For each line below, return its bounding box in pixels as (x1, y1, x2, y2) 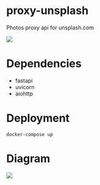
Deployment (6, 111, 70, 125)
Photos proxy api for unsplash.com (6, 24, 95, 31)
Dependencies (6, 57, 82, 71)
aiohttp (15, 90, 34, 97)
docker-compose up (6, 131, 53, 137)
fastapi (15, 77, 33, 84)
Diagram (6, 152, 51, 165)
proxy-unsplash (6, 4, 89, 18)
